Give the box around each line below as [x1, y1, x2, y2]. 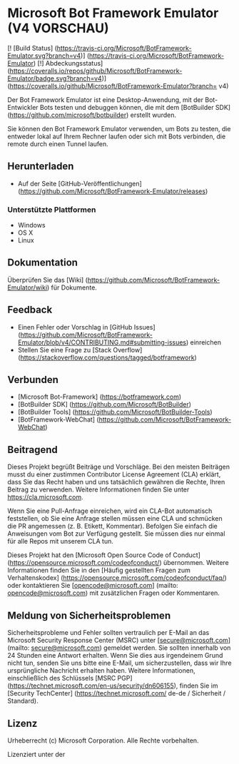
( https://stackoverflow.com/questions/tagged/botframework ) [17, 353, 198, 362]
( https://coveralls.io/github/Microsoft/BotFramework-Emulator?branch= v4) [7, 81, 229, 90]
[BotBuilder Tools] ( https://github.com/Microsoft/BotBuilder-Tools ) [17, 408, 213, 417]
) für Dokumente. [46, 283, 98, 292]
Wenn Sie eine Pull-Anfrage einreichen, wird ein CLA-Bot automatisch [7, 506, 213, 515]
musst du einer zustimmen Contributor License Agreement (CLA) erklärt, [7, 470, 221, 479]
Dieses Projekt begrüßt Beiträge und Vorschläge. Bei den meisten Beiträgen [7, 462, 230, 472]
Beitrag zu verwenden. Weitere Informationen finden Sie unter [7, 485, 190, 494]
